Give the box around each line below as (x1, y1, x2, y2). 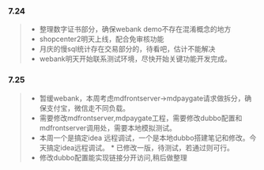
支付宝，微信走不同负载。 (46, 103, 130, 112)
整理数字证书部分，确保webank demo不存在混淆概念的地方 (39, 25, 232, 34)
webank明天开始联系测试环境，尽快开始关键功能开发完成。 (39, 54, 232, 64)
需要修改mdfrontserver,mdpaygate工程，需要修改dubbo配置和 (39, 113, 243, 123)
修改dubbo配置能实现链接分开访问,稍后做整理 (39, 153, 188, 162)
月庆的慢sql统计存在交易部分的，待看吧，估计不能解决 (39, 44, 216, 54)
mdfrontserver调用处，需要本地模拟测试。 (39, 123, 176, 132)
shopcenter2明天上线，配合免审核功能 (39, 34, 164, 44)
